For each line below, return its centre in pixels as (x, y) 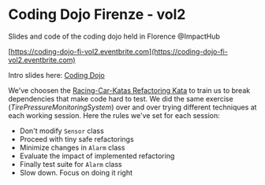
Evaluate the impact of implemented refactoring (97, 156)
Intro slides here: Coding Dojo (56, 75)
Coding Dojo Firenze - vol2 (97, 15)
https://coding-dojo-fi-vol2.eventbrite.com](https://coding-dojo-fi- (119, 51)
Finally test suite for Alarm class (71, 164)
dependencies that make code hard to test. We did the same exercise (121, 98)
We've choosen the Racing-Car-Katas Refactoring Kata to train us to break (129, 90)
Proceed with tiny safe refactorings (77, 139)
